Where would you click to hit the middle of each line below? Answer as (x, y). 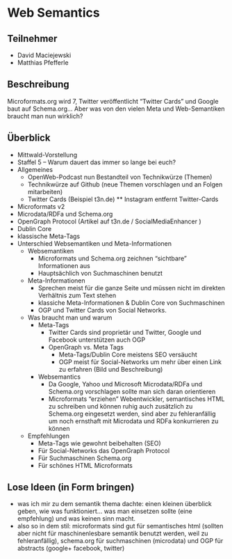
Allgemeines (35, 169)
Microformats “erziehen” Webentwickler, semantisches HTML (136, 399)
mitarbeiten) (45, 191)
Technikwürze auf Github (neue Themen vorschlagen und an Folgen (125, 184)
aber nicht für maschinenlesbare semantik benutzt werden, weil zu (113, 533)
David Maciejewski (44, 55)
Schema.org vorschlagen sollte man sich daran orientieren (132, 391)
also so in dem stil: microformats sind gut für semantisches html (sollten (120, 526)
